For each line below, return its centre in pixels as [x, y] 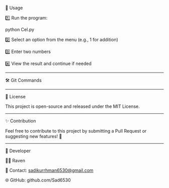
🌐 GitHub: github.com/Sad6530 [38, 180]
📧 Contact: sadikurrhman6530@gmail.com [50, 170]
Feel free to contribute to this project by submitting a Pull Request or [76, 131]
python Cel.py [20, 29]
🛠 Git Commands [23, 80]
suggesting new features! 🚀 [34, 136]
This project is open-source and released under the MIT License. [72, 106]
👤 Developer [18, 151]
